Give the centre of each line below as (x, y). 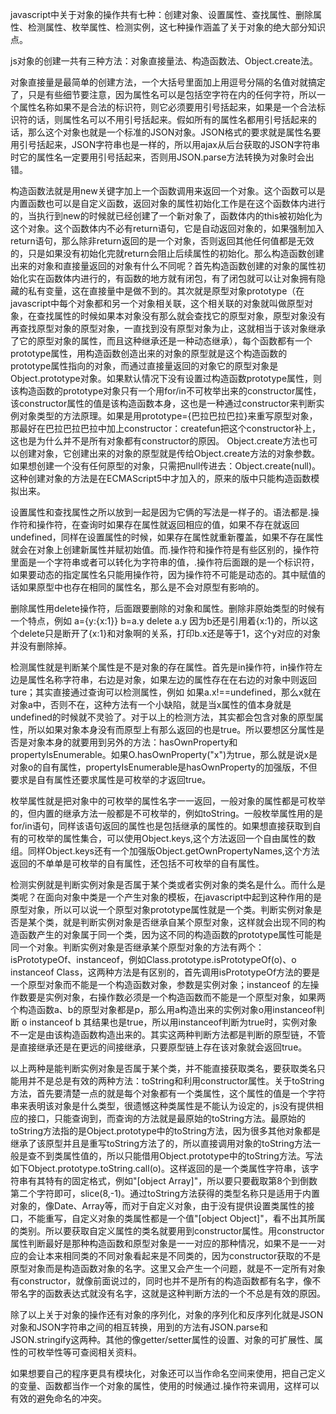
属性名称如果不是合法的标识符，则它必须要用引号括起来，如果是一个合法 (167, 107)
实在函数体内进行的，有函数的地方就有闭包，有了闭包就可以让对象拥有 (172, 278)
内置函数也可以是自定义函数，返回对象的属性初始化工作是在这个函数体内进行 (168, 203)
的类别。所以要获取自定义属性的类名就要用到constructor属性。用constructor (167, 1231)
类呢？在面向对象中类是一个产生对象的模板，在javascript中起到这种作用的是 (166, 897)
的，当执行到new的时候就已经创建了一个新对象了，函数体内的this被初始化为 (166, 216)
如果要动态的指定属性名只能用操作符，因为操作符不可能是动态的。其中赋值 (163, 574)
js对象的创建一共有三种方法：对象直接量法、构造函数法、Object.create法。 (164, 61)
